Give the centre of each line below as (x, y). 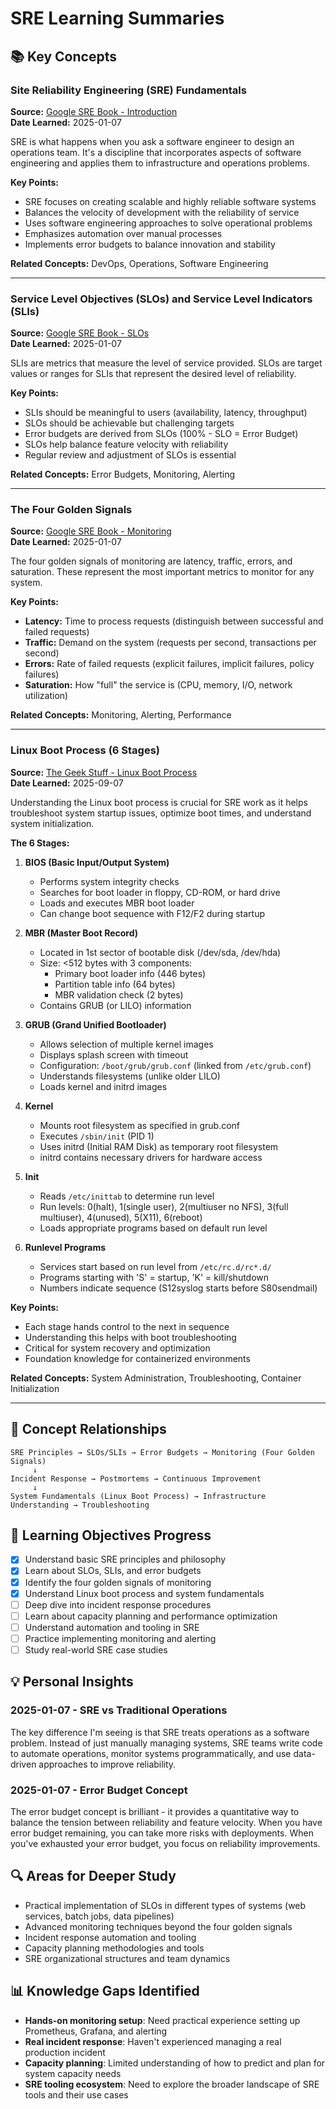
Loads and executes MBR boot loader (117, 903)
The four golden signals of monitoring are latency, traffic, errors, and (151, 561)
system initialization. (52, 823)
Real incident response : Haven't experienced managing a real (153, 2041)
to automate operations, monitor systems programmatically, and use (151, 1753)
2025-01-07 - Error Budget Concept (99, 1790)
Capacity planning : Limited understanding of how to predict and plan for (175, 2063)
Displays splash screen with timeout (114, 1054)
